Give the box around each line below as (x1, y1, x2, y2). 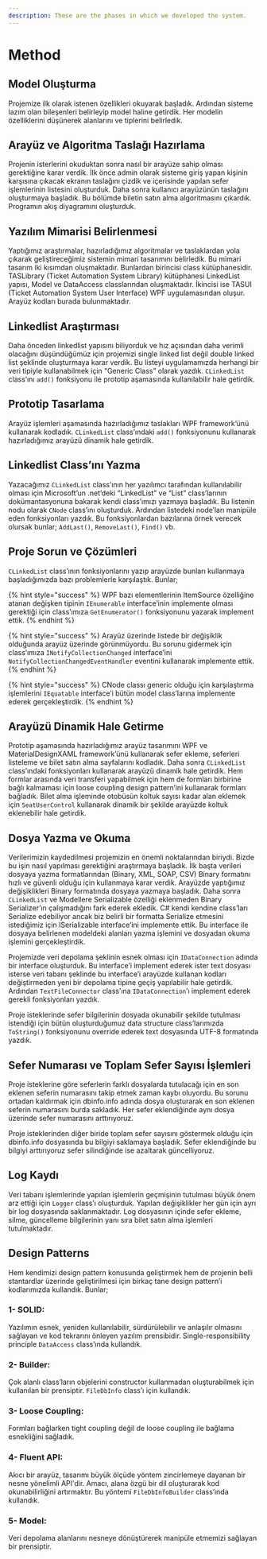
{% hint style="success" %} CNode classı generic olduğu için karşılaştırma (8, 680, 254, 689)
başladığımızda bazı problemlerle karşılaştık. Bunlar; (8, 574, 179, 584)
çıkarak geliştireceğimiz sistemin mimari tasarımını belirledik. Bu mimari (8, 254, 242, 264)
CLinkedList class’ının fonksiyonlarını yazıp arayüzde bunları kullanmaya (8, 566, 245, 576)
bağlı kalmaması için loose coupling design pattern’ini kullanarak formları (8, 783, 246, 793)
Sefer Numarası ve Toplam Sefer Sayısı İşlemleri (8, 1058, 251, 1072)
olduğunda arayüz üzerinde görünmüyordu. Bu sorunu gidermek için (8, 639, 233, 649)
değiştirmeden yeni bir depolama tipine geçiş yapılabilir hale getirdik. (8, 978, 234, 987)
